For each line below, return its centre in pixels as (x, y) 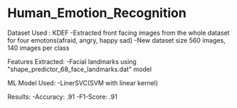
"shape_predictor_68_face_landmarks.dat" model (79, 69)
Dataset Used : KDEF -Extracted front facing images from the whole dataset (118, 33)
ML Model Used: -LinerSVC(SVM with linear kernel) (83, 82)
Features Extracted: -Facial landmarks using (72, 61)
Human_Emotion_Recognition (97, 13)
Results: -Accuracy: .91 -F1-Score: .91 (62, 97)
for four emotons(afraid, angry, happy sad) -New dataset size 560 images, (116, 40)
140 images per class (38, 48)
